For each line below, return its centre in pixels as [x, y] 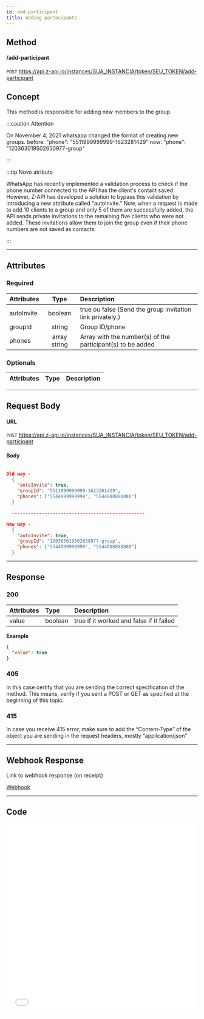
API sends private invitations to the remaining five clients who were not [95, 216]
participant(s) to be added [117, 344]
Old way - [19, 474]
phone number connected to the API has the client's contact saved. [90, 190]
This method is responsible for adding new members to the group [88, 112]
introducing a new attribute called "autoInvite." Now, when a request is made [102, 203]
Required [20, 283]
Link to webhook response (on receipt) [55, 775]
